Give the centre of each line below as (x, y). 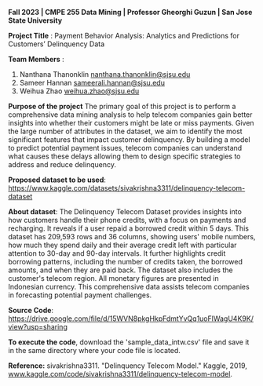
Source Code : (31, 310)
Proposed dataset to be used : (57, 180)
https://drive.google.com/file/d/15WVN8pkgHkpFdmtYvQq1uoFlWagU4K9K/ (131, 319)
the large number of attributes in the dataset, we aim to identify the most (125, 131)
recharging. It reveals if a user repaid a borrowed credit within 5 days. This (129, 228)
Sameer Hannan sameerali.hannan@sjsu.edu (92, 83)
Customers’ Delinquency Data (57, 44)
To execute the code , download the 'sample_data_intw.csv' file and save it (129, 342)
